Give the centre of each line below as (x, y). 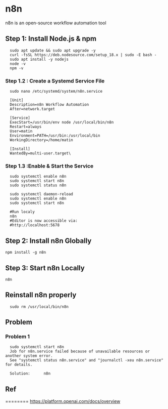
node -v (18, 64)
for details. (19, 365)
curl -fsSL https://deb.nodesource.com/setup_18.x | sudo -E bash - (83, 55)
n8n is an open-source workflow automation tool (56, 23)
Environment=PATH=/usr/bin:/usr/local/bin (55, 136)
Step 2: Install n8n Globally (48, 241)
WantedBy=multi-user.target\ (40, 153)
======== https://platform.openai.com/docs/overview (63, 401)
